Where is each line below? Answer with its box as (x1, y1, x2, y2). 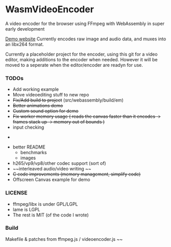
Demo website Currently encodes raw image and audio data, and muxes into (5, 36, 166, 42)
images (20, 155, 36, 161)
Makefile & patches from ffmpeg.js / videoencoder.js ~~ (5, 236, 123, 242)
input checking (12, 124, 44, 131)
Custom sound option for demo (12, 108, 79, 114)
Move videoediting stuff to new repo (12, 92, 89, 98)
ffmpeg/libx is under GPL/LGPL (12, 201, 78, 207)
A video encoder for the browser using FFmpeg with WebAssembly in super (5, 20, 165, 27)
